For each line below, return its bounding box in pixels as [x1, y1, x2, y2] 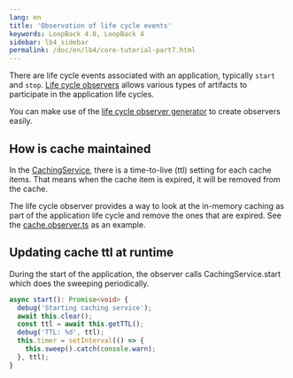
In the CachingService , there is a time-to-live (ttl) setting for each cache [9, 165, 272, 175]
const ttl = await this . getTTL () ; [17, 320, 144, 328]
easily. [9, 116, 33, 127]
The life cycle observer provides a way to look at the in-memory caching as [9, 200, 285, 211]
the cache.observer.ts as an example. [9, 219, 146, 230]
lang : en [9, 12, 42, 22]
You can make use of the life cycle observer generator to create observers [9, 106, 281, 117]
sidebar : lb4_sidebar [9, 37, 89, 47]
